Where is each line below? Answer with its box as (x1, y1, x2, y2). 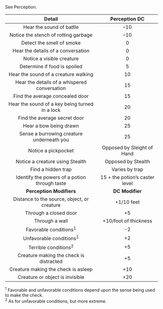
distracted (39, 258, 63, 264)
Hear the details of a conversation (12, 47, 90, 54)
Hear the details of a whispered (15, 79, 87, 85)
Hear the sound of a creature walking (9, 71, 94, 77)
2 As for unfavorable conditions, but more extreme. (5, 297, 107, 304)
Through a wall (33, 217, 68, 224)
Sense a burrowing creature (19, 130, 83, 137)
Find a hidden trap (30, 166, 72, 172)
